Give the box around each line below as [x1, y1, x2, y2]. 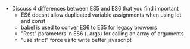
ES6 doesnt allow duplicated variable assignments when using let [20, 11, 182, 18]
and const [20, 18, 46, 24]
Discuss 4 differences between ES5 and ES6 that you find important [11, 5, 179, 12]
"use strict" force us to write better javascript [20, 37, 132, 43]
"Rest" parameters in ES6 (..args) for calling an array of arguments [20, 30, 184, 37]
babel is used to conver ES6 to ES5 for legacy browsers [20, 24, 158, 31]
